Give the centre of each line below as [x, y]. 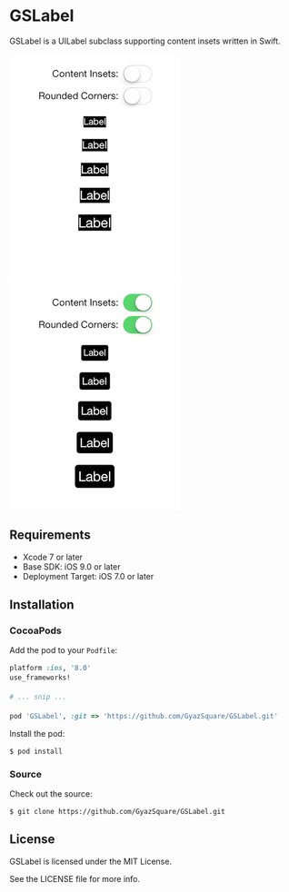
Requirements [50, 535]
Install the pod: [37, 733]
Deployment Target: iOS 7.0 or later [88, 576]
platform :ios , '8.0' [50, 669]
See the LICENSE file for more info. [75, 878]
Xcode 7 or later [53, 557]
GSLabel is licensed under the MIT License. [91, 861]
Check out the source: [51, 793]
